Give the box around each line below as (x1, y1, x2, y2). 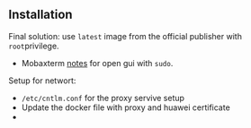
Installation (8, 7, 73, 22)
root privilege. (8, 40, 59, 51)
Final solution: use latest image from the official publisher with (8, 30, 242, 41)
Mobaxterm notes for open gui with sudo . (21, 57, 174, 68)
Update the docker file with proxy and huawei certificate (21, 102, 230, 113)
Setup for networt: (8, 75, 76, 86)
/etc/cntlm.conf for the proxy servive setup (21, 92, 185, 103)
